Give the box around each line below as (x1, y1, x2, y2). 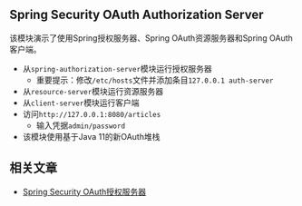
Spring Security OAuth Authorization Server (9, 7, 264, 23)
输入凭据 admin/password (35, 120, 125, 131)
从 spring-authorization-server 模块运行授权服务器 (22, 63, 213, 74)
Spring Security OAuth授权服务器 (22, 186, 147, 197)
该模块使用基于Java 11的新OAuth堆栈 (22, 131, 161, 142)
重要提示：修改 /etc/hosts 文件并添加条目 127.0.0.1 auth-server (35, 74, 274, 85)
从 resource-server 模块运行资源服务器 (22, 85, 164, 96)
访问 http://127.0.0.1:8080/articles (22, 108, 161, 119)
